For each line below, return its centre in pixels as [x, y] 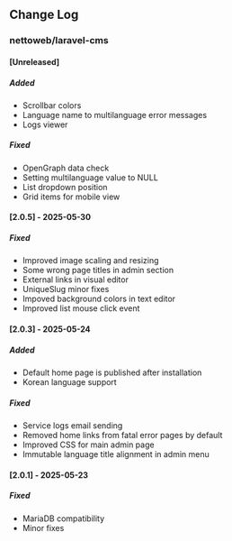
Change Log [44, 15]
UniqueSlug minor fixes [66, 289]
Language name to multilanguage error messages [115, 115]
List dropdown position [65, 187]
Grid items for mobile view [71, 197]
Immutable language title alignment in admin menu [116, 454]
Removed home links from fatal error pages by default [122, 435]
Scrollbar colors [52, 105]
